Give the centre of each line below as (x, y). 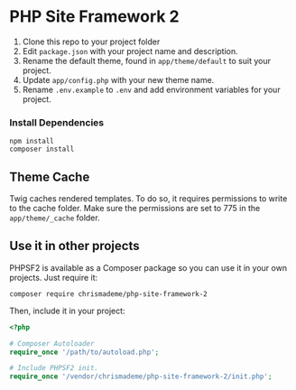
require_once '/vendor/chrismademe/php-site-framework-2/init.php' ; (141, 376)
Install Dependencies (57, 122)
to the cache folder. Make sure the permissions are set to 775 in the (135, 209)
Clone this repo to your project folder (91, 42)
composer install (42, 149)
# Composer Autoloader (52, 344)
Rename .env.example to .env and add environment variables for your (152, 89)
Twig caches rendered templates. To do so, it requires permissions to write (148, 199)
